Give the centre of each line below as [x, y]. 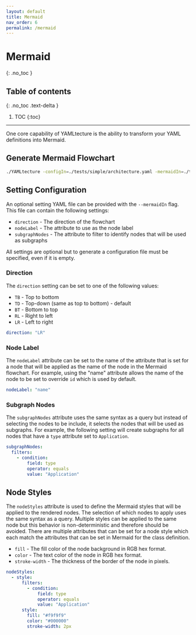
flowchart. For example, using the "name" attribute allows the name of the [95, 373]
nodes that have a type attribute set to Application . [68, 436]
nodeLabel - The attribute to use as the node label [74, 228]
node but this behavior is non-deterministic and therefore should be [87, 525]
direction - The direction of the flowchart [65, 222]
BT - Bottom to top [36, 309]
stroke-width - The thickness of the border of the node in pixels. [92, 561]
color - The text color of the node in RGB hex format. [78, 555]
